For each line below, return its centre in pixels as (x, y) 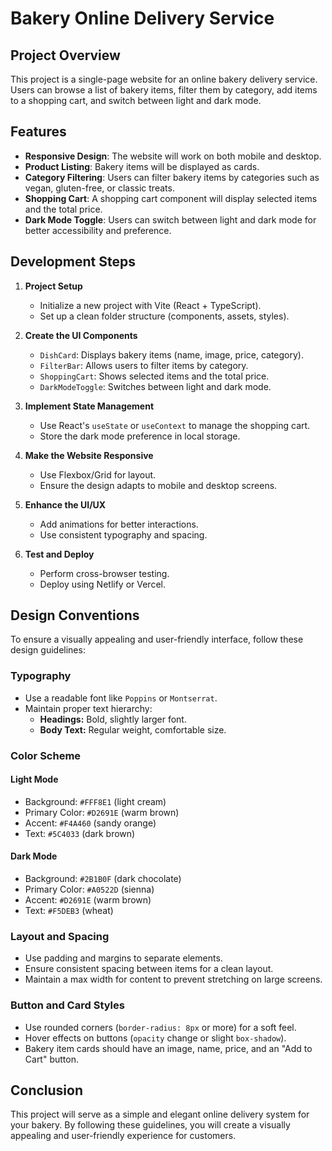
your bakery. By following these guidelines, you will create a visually (150, 1125)
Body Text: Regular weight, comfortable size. (133, 729)
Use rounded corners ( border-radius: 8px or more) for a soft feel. (160, 1027)
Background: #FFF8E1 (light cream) (95, 801)
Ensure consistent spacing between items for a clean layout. (149, 969)
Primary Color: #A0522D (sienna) (89, 889)
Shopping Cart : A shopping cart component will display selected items (171, 198)
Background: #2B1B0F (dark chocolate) (103, 879)
